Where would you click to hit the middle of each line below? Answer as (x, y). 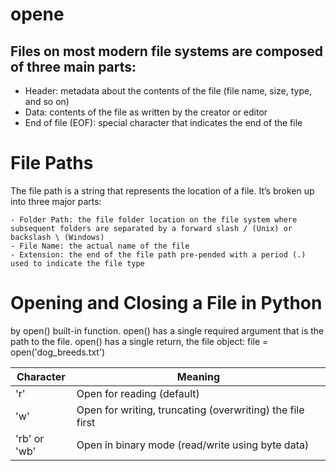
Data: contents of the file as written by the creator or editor (146, 112)
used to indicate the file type (77, 263)
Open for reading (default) (138, 393)
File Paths (52, 163)
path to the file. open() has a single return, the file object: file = (139, 341)
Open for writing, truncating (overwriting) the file (190, 410)
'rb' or (30, 438)
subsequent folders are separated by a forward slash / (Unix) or (151, 228)
